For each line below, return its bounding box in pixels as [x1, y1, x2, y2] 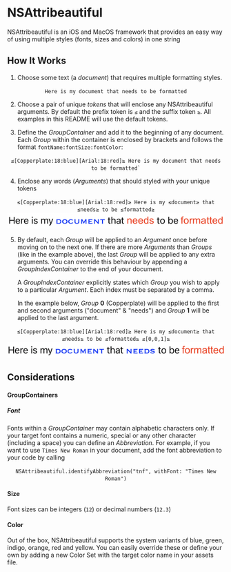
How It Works [7, 55, 67, 67]
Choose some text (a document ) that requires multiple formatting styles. [17, 73, 223, 81]
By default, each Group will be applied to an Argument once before [17, 236, 208, 244]
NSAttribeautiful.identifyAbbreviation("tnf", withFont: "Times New [15, 468, 217, 475]
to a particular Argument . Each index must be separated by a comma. [17, 286, 215, 294]
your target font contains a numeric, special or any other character [7, 431, 197, 440]
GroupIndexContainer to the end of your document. [17, 265, 163, 273]
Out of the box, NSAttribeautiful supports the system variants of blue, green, [7, 536, 224, 544]
